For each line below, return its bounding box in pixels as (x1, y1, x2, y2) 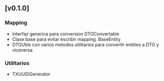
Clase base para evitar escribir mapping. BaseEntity (12, 36, 121, 42)
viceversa (12, 47, 33, 53)
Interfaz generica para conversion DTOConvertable (12, 30, 120, 37)
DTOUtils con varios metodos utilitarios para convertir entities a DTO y (12, 42, 159, 48)
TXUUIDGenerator (12, 71, 51, 77)
